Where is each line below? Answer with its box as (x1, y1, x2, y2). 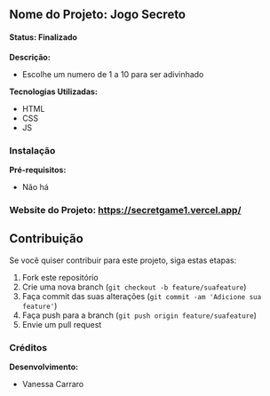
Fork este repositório (21, 272, 99, 282)
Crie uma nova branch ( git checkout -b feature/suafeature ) (21, 281, 247, 292)
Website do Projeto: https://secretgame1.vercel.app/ (9, 203, 242, 216)
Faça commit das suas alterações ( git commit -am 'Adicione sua (21, 290, 262, 301)
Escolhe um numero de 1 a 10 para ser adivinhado (21, 68, 204, 79)
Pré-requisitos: (9, 164, 67, 175)
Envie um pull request (21, 319, 102, 329)
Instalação (9, 144, 56, 156)
